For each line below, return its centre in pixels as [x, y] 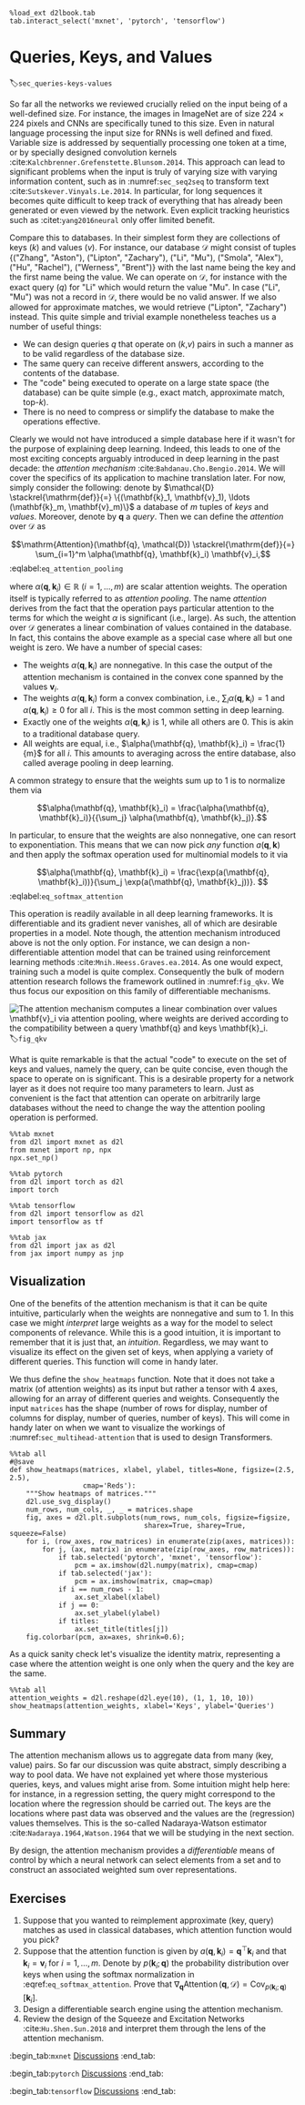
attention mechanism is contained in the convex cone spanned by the [153, 676]
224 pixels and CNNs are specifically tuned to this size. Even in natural [142, 123]
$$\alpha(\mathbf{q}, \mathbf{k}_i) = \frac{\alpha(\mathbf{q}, [153, 808]
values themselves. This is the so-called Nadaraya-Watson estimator [138, 1823]
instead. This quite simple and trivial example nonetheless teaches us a [143, 316]
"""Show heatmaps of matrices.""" [91, 1493]
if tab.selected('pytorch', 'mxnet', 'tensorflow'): [160, 1557]
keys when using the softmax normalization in [108, 1975]
